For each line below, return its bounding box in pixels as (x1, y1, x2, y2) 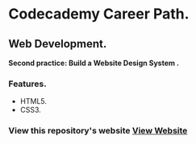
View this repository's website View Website (8, 125, 188, 137)
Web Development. (8, 37, 107, 51)
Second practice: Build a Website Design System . (8, 58, 180, 68)
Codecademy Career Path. (8, 5, 190, 23)
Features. (8, 78, 47, 89)
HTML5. (19, 97, 47, 106)
